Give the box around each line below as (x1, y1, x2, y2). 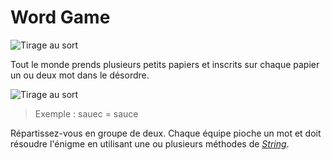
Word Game (10, 6, 111, 29)
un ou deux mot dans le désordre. (10, 69, 150, 81)
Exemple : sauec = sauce (34, 107, 139, 120)
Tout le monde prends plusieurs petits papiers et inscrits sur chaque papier (10, 58, 320, 70)
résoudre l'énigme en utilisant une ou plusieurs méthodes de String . (10, 137, 290, 150)
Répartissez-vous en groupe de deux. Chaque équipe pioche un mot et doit (10, 127, 322, 139)
